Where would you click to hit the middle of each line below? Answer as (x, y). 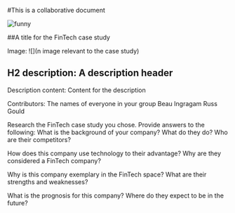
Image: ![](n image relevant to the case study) (73, 51)
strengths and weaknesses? (48, 181)
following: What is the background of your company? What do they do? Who (117, 132)
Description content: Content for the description (76, 90)
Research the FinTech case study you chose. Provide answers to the (106, 124)
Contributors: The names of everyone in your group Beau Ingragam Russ (112, 103)
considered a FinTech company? (54, 160)
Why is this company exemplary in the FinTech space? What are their (107, 174)
